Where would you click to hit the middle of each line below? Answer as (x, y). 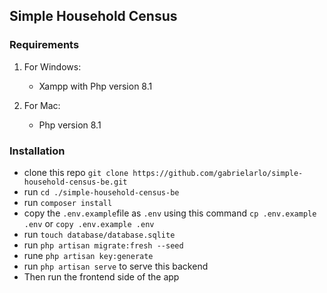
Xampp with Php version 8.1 (95, 86)
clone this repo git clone (76, 172)
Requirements (44, 45)
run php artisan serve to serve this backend (116, 266)
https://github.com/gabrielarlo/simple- (218, 173)
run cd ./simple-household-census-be (101, 191)
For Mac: (42, 105)
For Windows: (52, 66)
